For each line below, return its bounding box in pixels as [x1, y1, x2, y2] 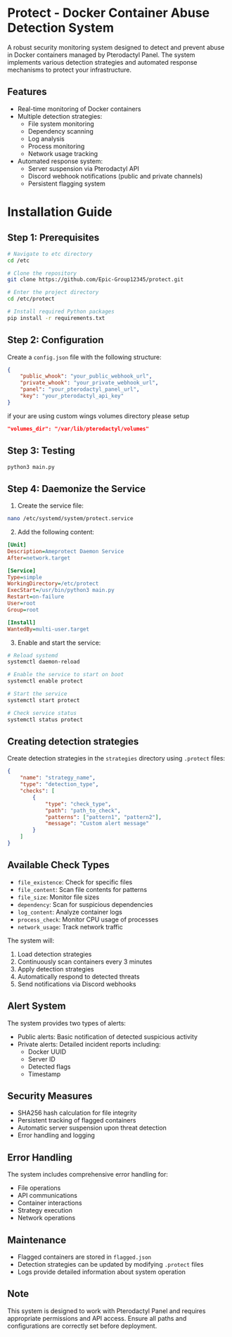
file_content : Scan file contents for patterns [17, 885, 148, 893]
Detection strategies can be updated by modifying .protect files [17, 1260, 204, 1268]
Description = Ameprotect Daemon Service [7, 548, 124, 555]
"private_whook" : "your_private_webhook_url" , [20, 380, 159, 387]
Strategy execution [17, 1206, 72, 1215]
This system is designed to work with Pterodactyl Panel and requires [7, 1306, 206, 1315]
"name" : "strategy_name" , [20, 775, 96, 782]
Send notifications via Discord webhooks [17, 979, 136, 988]
